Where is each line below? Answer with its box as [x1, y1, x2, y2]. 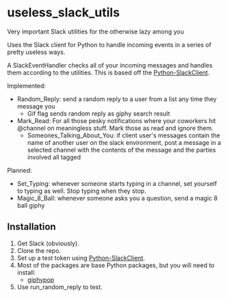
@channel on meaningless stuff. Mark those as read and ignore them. [16, 124, 214, 132]
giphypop [27, 275, 55, 284]
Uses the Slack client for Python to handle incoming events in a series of [7, 40, 212, 49]
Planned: [7, 166, 32, 174]
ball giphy [16, 201, 45, 209]
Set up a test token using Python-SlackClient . [16, 254, 145, 262]
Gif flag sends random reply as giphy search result [27, 109, 170, 118]
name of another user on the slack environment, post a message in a [27, 138, 221, 146]
